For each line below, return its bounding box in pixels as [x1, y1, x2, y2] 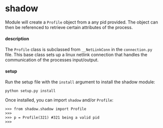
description [5, 35, 29, 42]
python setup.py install [5, 89, 56, 94]
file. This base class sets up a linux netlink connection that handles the [5, 52, 148, 58]
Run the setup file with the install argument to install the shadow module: [5, 79, 155, 85]
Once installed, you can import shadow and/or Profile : [5, 97, 114, 103]
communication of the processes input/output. [5, 57, 99, 63]
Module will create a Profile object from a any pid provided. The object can [5, 19, 158, 25]
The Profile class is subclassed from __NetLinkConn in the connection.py [5, 47, 153, 52]
